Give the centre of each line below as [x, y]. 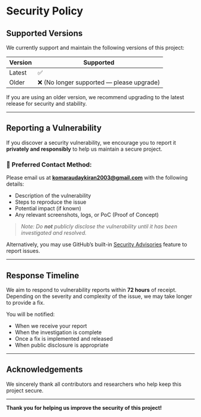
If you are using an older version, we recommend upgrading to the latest [95, 97]
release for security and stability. [47, 104]
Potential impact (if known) [48, 208]
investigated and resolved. [54, 233]
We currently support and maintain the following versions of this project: [95, 47]
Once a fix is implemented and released [64, 338]
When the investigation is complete [58, 332]
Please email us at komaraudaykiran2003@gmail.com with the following [97, 178]
